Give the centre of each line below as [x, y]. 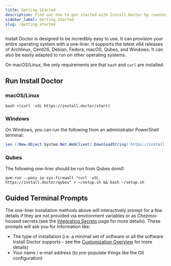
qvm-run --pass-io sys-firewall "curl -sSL [52, 178]
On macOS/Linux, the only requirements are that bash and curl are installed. [85, 65]
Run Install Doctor [34, 81]
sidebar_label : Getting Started [39, 19]
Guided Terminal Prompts [47, 198]
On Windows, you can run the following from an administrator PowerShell [82, 130]
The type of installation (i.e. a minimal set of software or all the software [88, 236]
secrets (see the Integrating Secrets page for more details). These [91, 221]
